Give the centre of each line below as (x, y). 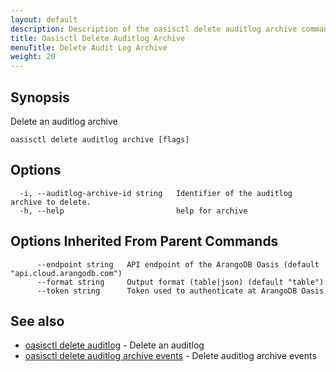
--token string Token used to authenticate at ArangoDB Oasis (180, 291)
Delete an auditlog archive (64, 121)
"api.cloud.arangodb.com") (66, 273)
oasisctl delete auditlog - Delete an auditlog (114, 345)
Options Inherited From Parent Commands (144, 241)
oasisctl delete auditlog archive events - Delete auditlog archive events (170, 356)
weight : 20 (33, 57)
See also (37, 321)
